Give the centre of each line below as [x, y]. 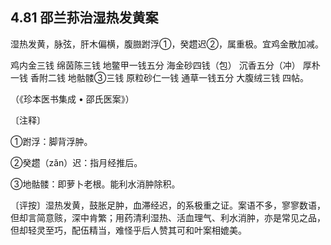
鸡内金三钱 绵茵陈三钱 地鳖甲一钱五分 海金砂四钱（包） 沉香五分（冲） [155, 65]
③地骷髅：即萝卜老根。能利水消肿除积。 [95, 184]
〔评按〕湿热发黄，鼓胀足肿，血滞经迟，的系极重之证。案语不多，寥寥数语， [168, 205]
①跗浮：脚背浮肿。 [51, 141]
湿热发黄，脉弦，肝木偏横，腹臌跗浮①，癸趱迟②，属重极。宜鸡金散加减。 [167, 44]
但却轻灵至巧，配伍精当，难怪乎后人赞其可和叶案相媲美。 [128, 230]
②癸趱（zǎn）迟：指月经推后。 [76, 162]
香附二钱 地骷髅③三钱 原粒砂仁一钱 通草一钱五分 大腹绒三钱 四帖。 [169, 77]
